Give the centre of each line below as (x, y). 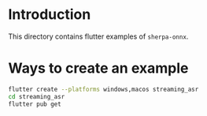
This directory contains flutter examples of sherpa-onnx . (98, 36)
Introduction (50, 15)
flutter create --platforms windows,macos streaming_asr (103, 89)
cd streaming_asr (37, 96)
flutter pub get (35, 104)
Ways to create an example (98, 68)
